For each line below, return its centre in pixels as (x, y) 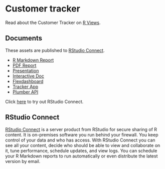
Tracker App (25, 86)
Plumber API (25, 92)
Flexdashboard (28, 81)
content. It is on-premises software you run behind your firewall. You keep (82, 134)
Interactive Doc (28, 76)
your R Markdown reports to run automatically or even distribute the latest (81, 156)
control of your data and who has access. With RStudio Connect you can (80, 140)
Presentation (26, 70)
